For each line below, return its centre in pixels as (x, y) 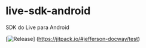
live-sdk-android (48, 11)
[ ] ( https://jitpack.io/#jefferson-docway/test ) (73, 39)
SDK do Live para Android (37, 27)
